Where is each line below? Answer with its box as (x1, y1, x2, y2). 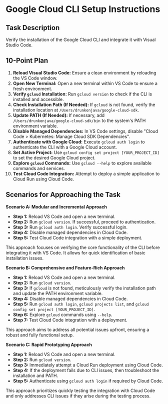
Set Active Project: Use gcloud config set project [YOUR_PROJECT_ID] (12, 149, 159, 155)
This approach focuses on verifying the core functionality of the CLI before (5, 244, 160, 250)
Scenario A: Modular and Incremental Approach (5, 203, 107, 209)
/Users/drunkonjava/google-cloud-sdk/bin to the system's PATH (12, 117, 146, 123)
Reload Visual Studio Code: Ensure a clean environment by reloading (12, 69, 156, 75)
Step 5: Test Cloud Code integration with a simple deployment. (12, 234, 142, 240)
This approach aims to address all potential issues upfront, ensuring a (5, 326, 149, 332)
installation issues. (5, 255, 44, 261)
